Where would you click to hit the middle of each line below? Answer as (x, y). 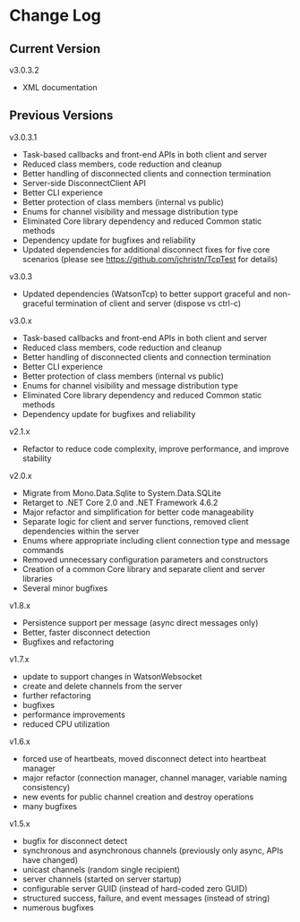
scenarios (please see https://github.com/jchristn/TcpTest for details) (150, 259)
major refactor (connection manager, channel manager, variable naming (154, 777)
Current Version (55, 49)
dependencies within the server (81, 531)
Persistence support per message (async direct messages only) (140, 622)
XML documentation (60, 87)
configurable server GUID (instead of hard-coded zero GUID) (135, 888)
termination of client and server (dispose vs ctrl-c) (148, 303)
